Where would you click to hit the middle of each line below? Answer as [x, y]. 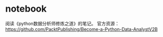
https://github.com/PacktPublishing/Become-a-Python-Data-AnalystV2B [81, 29]
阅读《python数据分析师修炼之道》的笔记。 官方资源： [62, 23]
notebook [26, 9]
